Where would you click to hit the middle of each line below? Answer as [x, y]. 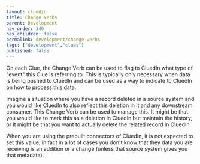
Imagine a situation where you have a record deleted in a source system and [100, 99]
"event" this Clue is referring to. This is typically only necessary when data [98, 74]
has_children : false [32, 34]
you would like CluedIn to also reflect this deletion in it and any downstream [99, 105]
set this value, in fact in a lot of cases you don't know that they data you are [99, 142]
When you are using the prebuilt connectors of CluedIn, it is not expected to [100, 136]
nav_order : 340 [25, 29]
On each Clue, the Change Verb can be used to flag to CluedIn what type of [100, 68]
